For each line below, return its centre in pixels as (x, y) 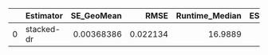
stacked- (43, 29)
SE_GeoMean (96, 16)
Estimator (44, 16)
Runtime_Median (209, 16)
